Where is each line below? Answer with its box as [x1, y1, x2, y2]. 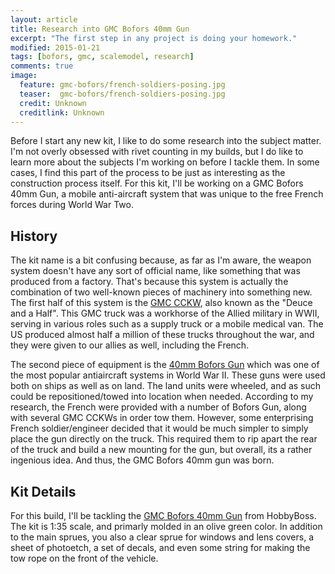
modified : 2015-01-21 [10, 42, 101, 53]
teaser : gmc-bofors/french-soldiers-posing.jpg [19, 89, 226, 99]
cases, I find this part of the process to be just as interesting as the [10, 167, 286, 179]
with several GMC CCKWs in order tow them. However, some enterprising [10, 412, 314, 424]
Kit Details [10, 483, 77, 500]
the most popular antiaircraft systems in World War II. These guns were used [10, 369, 326, 381]
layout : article [10, 14, 78, 25]
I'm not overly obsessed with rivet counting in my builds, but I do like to [10, 146, 304, 158]
